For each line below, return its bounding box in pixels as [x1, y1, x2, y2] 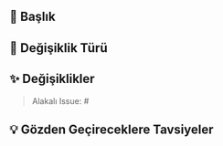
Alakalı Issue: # [31, 95, 90, 106]
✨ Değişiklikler [9, 71, 95, 87]
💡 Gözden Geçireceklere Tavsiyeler [9, 121, 214, 137]
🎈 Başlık [9, 9, 57, 25]
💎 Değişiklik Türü [9, 40, 108, 56]
